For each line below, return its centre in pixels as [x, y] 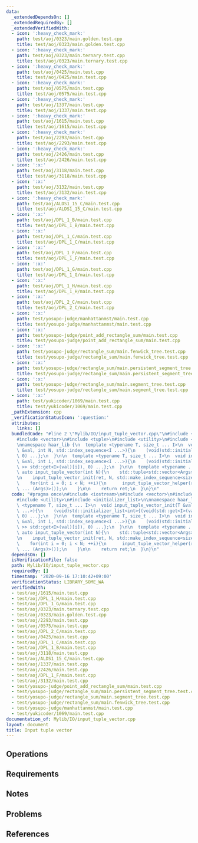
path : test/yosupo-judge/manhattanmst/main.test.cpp [83, 319]
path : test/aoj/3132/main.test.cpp [60, 187]
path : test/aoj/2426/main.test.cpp [60, 154]
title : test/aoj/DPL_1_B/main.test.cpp [66, 225]
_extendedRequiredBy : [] [42, 22]
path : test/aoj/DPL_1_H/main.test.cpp [64, 286]
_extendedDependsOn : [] [40, 17]
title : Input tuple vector [39, 730]
